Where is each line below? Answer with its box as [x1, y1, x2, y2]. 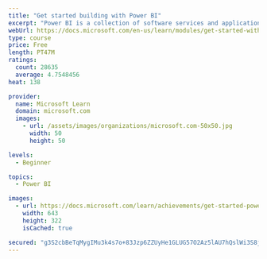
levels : [8, 151, 34, 159]
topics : [8, 172, 34, 181]
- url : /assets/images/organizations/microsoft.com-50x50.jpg [22, 122, 233, 130]
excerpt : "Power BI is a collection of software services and [8, 19, 219, 27]
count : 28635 [15, 64, 59, 72]
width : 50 [29, 129, 62, 137]
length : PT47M [8, 48, 56, 56]
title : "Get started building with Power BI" [8, 11, 161, 20]
